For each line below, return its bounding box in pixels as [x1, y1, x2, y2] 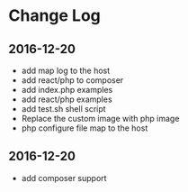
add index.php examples [21, 85, 113, 95]
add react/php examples [21, 94, 113, 105]
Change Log [8, 5, 101, 26]
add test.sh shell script [21, 104, 106, 114]
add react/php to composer [21, 75, 124, 86]
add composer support [21, 172, 107, 183]
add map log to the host [21, 65, 111, 76]
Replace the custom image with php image [21, 114, 180, 123]
